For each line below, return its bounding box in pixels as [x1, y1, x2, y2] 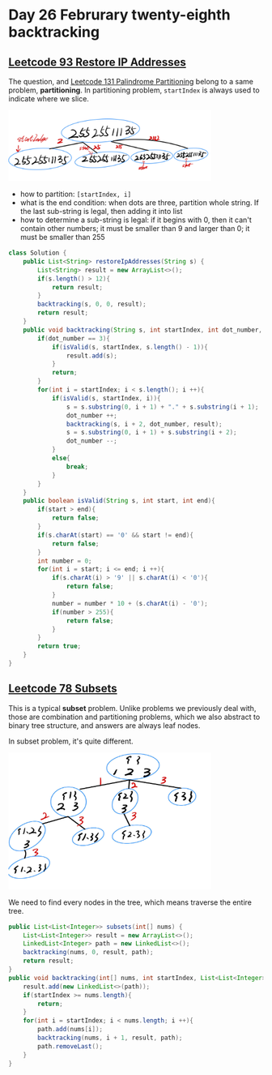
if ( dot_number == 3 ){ [37, 334, 111, 342]
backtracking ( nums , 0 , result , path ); [23, 949, 154, 957]
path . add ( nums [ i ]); [37, 1026, 104, 1034]
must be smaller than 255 [19, 233, 105, 242]
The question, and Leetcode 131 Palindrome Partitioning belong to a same [8, 77, 253, 86]
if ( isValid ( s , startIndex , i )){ [51, 394, 161, 402]
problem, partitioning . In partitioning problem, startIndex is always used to [8, 85, 261, 95]
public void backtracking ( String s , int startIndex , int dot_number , [23, 326, 263, 334]
